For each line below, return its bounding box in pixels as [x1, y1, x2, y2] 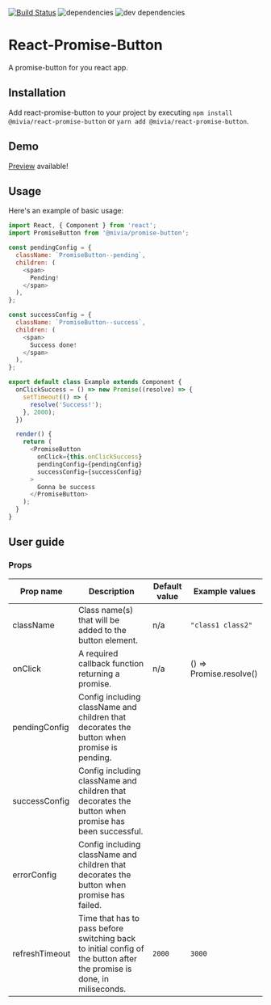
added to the [77, 624, 127, 636]
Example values [193, 585, 256, 597]
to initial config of [77, 943, 144, 954]
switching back [77, 932, 136, 944]
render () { [15, 430, 52, 438]
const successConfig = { [8, 311, 92, 319]
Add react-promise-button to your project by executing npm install [8, 108, 233, 117]
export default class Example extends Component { [8, 378, 182, 386]
